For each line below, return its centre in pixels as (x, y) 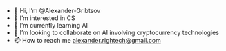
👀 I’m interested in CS (45, 18)
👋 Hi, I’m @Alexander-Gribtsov (57, 11)
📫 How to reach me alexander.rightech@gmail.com (87, 40)
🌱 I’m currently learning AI (51, 25)
